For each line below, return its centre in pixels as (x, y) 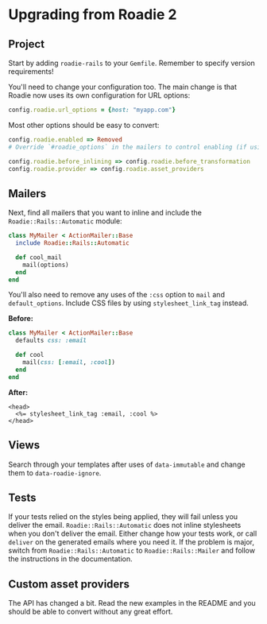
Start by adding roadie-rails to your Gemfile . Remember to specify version (132, 63)
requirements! (31, 72)
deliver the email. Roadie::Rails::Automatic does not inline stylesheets (125, 525)
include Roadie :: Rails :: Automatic (72, 243)
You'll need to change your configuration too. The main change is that (122, 87)
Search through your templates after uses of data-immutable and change (127, 464)
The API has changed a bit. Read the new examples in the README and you (132, 603)
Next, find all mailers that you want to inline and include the (105, 213)
